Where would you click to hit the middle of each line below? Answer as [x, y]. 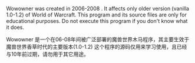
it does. [15, 27]
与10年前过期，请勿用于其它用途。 [48, 54]
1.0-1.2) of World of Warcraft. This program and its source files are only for [96, 15]
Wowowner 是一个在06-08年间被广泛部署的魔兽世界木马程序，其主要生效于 [98, 39]
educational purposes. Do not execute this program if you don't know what [97, 21]
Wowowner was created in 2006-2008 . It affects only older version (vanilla [98, 9]
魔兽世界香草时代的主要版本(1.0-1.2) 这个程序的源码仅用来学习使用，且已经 [97, 47]
